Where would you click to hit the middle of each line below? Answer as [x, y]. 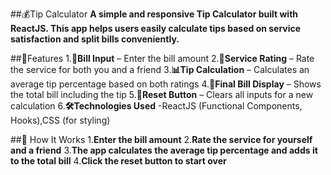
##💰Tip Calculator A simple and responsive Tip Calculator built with [154, 14]
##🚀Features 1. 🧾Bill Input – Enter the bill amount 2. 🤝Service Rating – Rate [162, 58]
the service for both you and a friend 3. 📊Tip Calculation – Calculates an [160, 69]
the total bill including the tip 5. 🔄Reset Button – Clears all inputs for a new [162, 94]
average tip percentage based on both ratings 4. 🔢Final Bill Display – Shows [166, 84]
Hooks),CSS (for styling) [60, 120]
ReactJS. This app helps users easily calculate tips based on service [156, 28]
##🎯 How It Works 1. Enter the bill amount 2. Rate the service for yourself [161, 139]
